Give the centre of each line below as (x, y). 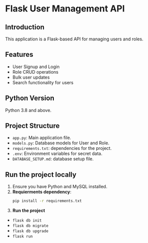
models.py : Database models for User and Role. (61, 143)
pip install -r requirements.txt (47, 201)
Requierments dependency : (42, 192)
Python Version (30, 98)
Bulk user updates (31, 77)
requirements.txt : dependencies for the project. (62, 148)
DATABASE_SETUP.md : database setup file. (53, 159)
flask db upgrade (30, 231)
